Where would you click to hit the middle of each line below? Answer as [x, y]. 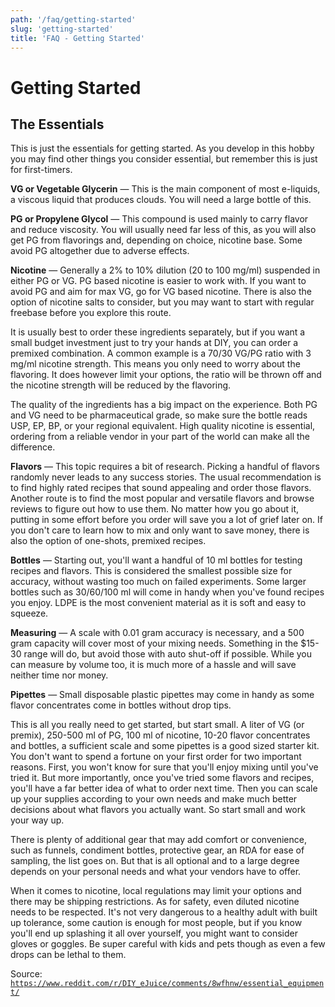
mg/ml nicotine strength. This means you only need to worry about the [155, 364]
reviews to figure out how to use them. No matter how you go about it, [154, 509]
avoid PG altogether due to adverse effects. [100, 251]
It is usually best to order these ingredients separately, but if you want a [158, 332]
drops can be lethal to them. [68, 955]
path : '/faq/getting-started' [73, 19]
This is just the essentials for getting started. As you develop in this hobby [162, 148]
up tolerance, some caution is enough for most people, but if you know [156, 923]
